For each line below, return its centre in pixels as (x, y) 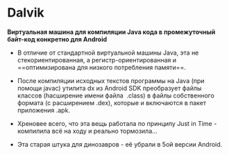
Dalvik (26, 13)
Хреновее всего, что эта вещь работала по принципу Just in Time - (117, 123)
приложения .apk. (44, 110)
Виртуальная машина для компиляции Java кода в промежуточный (111, 32)
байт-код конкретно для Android (57, 39)
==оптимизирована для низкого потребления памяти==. (101, 67)
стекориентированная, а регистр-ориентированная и (97, 60)
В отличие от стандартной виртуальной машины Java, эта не (108, 53)
